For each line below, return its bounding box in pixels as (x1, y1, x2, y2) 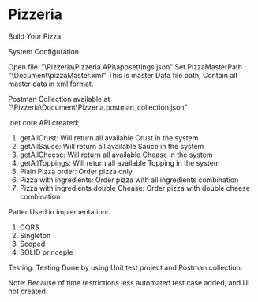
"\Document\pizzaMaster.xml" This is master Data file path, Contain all (8, 70, 238, 80)
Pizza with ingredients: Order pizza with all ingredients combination (19, 175, 239, 185)
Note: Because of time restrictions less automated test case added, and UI (8, 278, 250, 287)
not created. (8, 286, 48, 296)
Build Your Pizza (8, 32, 62, 41)
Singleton (19, 230, 51, 240)
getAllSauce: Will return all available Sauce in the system (19, 141, 204, 151)
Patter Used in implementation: (8, 207, 109, 216)
